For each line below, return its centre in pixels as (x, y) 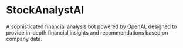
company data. (24, 39)
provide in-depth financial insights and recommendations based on (87, 32)
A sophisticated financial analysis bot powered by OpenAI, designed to (91, 26)
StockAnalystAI (45, 10)
